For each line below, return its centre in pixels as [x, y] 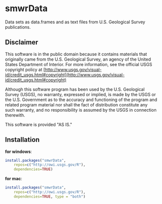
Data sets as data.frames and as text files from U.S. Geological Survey [75, 22]
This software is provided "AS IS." [39, 124]
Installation [22, 140]
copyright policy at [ [25, 69]
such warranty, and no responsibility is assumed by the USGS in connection [81, 110]
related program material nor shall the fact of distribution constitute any [76, 104]
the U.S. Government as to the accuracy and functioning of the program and [81, 100]
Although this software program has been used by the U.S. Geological [75, 89]
